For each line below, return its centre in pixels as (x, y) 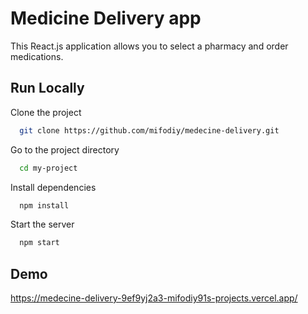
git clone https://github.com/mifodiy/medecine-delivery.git (149, 130)
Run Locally (47, 88)
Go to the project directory (65, 149)
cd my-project (48, 168)
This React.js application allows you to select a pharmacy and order (149, 46)
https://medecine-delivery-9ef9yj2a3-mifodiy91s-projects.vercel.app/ (154, 298)
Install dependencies (53, 187)
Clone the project (46, 112)
